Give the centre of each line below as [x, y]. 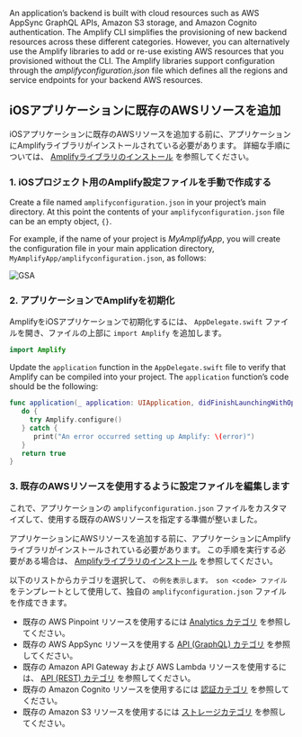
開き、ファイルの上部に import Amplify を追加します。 [125, 333]
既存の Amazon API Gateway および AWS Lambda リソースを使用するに [155, 667]
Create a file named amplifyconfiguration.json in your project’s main [138, 203]
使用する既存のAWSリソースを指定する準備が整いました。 [155, 519]
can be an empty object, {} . [61, 222]
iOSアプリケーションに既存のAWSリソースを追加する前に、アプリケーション [151, 133]
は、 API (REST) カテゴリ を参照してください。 [109, 678]
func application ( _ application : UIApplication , [102, 403]
